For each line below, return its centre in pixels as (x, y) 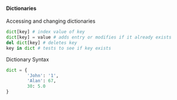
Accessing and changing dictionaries (51, 21)
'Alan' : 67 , (42, 81)
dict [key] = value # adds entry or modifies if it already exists (89, 37)
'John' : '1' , (43, 75)
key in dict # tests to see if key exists (59, 48)
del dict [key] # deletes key (42, 43)
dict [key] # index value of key (45, 32)
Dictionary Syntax (28, 59)
